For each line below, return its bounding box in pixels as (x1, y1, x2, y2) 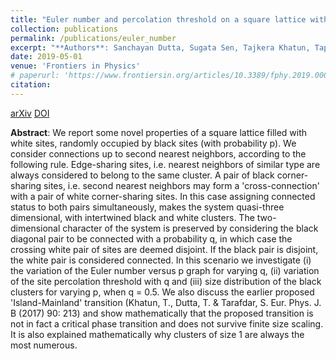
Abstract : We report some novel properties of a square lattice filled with (10, 126, 308, 138)
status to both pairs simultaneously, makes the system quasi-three (10, 201, 285, 213)
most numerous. (10, 339, 78, 351)
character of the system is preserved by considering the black (62, 222, 319, 234)
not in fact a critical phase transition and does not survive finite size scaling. (10, 317, 324, 330)
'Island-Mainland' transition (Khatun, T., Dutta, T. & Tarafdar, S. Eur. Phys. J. (10, 296, 322, 308)
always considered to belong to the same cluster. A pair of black (10, 169, 275, 181)
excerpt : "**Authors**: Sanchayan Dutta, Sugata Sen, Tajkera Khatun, (10, 42, 311, 53)
